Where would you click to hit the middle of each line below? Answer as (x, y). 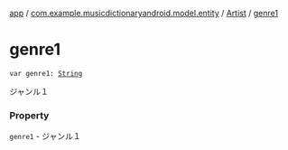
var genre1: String (46, 73)
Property (29, 115)
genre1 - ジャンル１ (45, 136)
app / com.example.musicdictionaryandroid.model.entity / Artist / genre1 (144, 13)
